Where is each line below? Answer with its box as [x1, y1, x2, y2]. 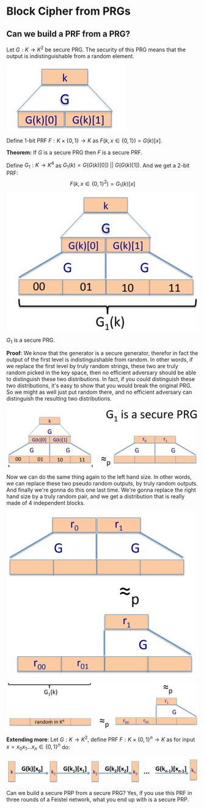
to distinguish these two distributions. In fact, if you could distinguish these [6, 375, 195, 383]
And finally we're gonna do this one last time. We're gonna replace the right [6, 486, 197, 493]
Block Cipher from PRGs [6, 4, 131, 18]
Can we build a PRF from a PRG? [6, 29, 131, 39]
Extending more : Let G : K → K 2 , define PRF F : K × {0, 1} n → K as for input [6, 734, 195, 743]
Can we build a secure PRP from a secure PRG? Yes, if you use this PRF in [6, 789, 192, 796]
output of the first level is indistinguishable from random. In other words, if [6, 356, 194, 363]
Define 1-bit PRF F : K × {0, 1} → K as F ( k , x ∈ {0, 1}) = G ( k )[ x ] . [6, 136, 163, 144]
